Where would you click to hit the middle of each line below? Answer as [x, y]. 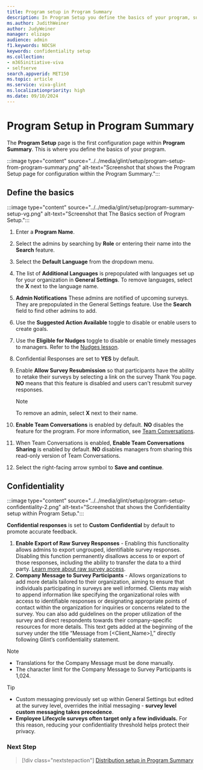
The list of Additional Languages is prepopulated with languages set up [105, 273]
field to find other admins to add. [56, 310]
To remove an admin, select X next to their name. [77, 413]
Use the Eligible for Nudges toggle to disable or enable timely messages [106, 340]
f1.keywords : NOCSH [31, 46]
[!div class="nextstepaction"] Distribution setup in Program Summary [108, 760]
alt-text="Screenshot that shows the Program [139, 167]
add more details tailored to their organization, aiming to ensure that [100, 582]
